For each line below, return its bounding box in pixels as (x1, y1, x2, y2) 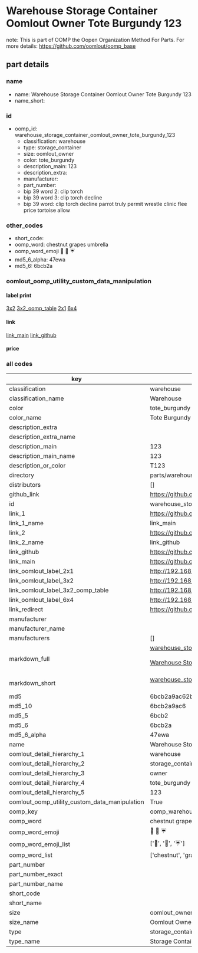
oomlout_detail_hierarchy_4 (9, 779, 85, 787)
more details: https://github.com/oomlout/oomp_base (6, 42, 136, 50)
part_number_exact (9, 870, 63, 879)
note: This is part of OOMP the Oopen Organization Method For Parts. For (6, 36, 184, 43)
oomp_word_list (9, 851, 53, 859)
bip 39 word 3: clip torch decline (23, 194, 103, 201)
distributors (9, 481, 41, 489)
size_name (9, 918, 39, 926)
